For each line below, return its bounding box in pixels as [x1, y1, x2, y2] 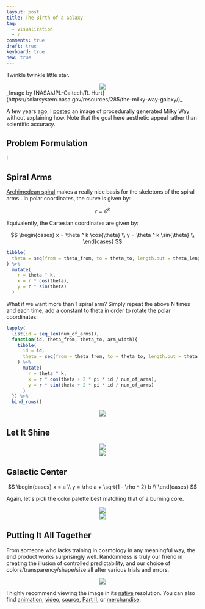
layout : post [6, 9, 40, 15]
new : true [6, 54, 32, 60]
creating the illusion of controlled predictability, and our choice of [6, 560, 171, 567]
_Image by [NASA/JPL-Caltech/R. [6, 89, 90, 97]
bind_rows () [12, 399, 43, 405]
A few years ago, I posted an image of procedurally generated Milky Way [6, 108, 190, 115]
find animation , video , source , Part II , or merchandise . [6, 596, 142, 603]
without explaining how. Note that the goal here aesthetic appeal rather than [6, 114, 197, 121]
